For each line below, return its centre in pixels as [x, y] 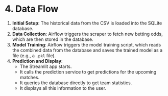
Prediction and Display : [37, 61]
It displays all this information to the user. [63, 88]
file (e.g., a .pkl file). [34, 55]
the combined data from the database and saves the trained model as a [87, 50]
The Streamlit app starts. [46, 66]
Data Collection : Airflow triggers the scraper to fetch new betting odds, [87, 34]
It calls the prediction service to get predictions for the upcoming [88, 71]
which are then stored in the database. [53, 39]
